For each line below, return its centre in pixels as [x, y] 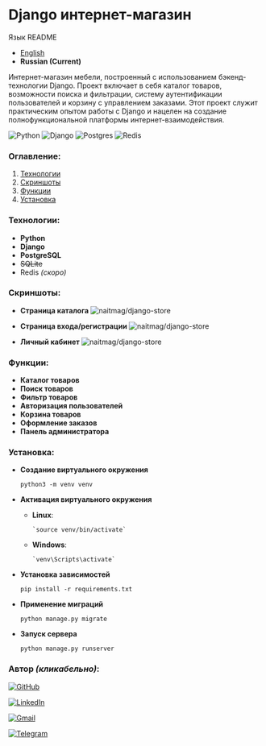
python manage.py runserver [67, 649]
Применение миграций [61, 604]
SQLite [31, 263]
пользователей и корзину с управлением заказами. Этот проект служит [133, 102]
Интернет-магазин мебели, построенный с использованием [113, 77]
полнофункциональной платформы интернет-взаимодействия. [116, 119]
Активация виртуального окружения [86, 499]
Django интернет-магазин [100, 15]
